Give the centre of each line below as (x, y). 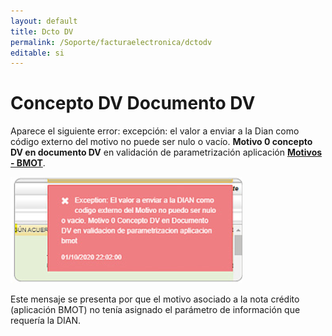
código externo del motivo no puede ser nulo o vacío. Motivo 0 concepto (161, 142)
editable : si (37, 53)
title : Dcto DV (42, 31)
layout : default (44, 21)
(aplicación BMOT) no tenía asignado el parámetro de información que (155, 310)
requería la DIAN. (46, 321)
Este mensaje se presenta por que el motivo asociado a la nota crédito (155, 299)
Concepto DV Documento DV (133, 103)
